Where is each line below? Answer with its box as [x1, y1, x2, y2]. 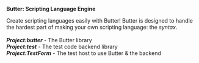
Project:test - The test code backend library [6, 43, 118, 50]
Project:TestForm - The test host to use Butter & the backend [6, 50, 162, 57]
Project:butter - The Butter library [6, 37, 93, 43]
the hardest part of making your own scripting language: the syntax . [6, 24, 178, 31]
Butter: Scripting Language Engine [6, 6, 96, 12]
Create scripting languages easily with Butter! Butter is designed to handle [6, 17, 194, 24]
